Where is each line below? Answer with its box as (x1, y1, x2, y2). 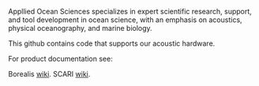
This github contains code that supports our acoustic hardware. (8, 39, 216, 48)
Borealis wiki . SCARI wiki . (8, 69, 91, 78)
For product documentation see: (8, 54, 113, 63)
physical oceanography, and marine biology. (8, 24, 152, 32)
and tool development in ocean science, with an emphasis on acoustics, (8, 15, 242, 24)
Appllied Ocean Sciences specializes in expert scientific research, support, (8, 7, 253, 16)
